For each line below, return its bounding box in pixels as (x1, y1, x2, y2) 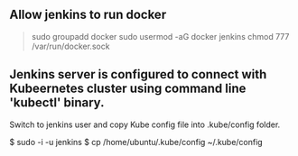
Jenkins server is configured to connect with (9, 67, 267, 82)
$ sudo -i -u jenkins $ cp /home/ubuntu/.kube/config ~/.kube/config (9, 136, 264, 147)
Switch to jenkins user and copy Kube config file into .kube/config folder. (9, 119, 281, 130)
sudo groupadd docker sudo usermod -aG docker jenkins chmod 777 (31, 31, 290, 41)
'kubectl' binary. (9, 95, 105, 111)
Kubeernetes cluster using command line (9, 81, 247, 96)
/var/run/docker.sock (31, 41, 110, 51)
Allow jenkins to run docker (9, 7, 167, 23)
